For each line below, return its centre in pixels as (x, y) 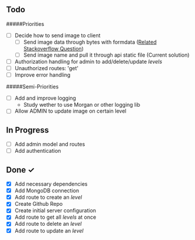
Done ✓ (21, 170)
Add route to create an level (48, 198)
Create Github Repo (39, 204)
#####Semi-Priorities (32, 87)
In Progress (27, 130)
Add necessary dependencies (51, 184)
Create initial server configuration (55, 211)
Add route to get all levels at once (55, 217)
